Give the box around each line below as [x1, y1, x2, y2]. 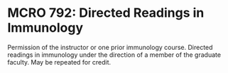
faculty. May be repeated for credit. [7, 58, 112, 66]
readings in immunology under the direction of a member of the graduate [7, 51, 222, 59]
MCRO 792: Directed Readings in [7, 5, 205, 21]
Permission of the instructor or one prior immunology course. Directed [7, 43, 213, 51]
